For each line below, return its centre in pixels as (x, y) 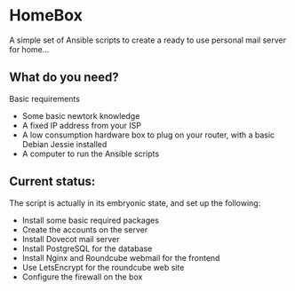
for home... (29, 49)
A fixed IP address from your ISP (82, 125)
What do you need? (64, 78)
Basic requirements (44, 98)
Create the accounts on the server (85, 229)
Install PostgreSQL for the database (87, 248)
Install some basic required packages (91, 220)
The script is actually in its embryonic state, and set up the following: (135, 203)
